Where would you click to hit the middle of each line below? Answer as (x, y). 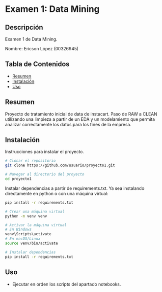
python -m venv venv (26, 216)
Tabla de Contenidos (37, 64)
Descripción (24, 27)
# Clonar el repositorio (30, 161)
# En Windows (18, 230)
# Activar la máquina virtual (36, 225)
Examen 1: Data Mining (52, 9)
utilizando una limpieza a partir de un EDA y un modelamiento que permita (80, 119)
